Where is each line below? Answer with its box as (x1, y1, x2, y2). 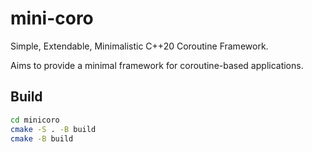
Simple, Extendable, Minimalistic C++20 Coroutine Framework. (10, 40, 269, 52)
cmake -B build (10, 133, 74, 144)
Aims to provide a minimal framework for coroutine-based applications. (10, 59, 304, 71)
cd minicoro (10, 115, 60, 125)
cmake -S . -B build (10, 124, 97, 134)
